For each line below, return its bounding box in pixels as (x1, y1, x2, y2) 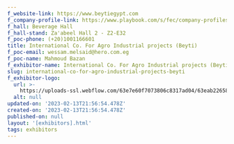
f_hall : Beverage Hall (7, 23, 73, 30)
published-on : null (7, 113, 64, 120)
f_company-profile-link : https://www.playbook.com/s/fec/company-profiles (7, 17, 229, 24)
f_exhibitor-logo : (7, 74, 61, 82)
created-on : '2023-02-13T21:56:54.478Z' (7, 107, 127, 114)
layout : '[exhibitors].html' (7, 119, 92, 127)
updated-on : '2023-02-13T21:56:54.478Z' (7, 100, 127, 107)
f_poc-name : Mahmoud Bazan (7, 55, 86, 62)
